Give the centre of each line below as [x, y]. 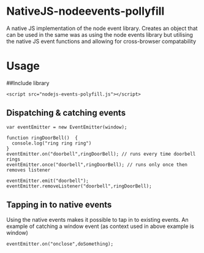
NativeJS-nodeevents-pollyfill [85, 11]
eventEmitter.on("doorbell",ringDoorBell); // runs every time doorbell [101, 154]
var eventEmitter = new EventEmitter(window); [67, 127]
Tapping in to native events [59, 205]
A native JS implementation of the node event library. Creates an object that [102, 28]
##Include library [28, 83]
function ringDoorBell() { [42, 138]
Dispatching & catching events [66, 113]
